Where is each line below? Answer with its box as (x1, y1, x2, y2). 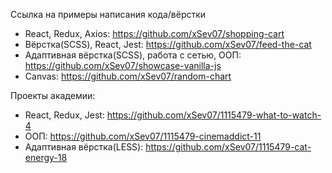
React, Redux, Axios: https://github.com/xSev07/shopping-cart (24, 28, 285, 39)
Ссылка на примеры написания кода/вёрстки (10, 9, 207, 20)
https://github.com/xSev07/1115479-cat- (145, 141, 312, 153)
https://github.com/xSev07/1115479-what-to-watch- (106, 109, 322, 121)
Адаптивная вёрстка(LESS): (24, 141, 144, 153)
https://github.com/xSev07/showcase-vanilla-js (24, 60, 222, 71)
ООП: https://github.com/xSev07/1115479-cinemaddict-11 (24, 130, 262, 142)
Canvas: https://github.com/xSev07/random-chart (24, 70, 232, 82)
